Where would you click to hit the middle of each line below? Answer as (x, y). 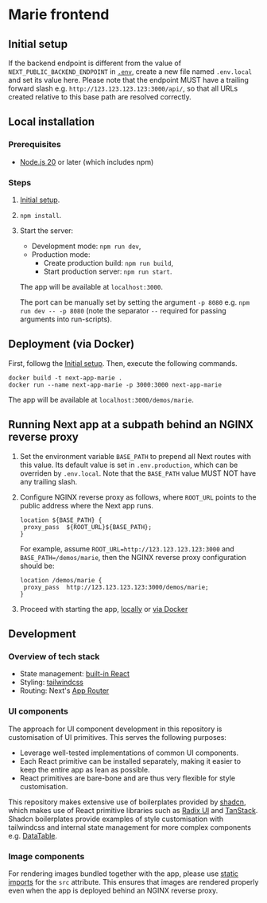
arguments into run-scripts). (66, 319)
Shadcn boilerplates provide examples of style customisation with (116, 819)
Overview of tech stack (54, 656)
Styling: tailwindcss (51, 683)
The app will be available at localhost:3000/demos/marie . (101, 399)
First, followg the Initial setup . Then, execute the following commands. (123, 363)
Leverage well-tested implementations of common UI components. (129, 753)
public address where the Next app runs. (86, 505)
